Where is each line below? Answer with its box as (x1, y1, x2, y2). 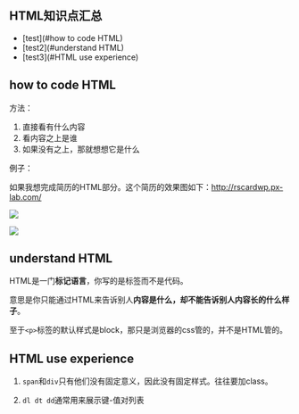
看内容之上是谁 (21, 132, 78, 143)
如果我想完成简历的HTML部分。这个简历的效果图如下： (9, 181, 212, 192)
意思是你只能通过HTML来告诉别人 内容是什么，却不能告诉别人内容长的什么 (9, 294, 283, 305)
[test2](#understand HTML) (21, 42, 125, 53)
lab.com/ (9, 191, 42, 203)
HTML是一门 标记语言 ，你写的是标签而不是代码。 (9, 276, 189, 286)
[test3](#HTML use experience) (21, 52, 139, 62)
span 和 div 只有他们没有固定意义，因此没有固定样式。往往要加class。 (21, 376, 273, 386)
